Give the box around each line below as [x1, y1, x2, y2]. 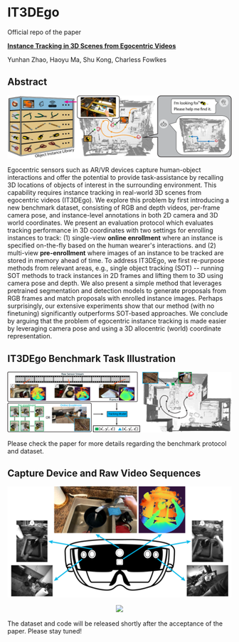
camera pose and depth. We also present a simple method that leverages [7, 279, 222, 288]
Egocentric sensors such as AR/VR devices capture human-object [7, 166, 201, 174]
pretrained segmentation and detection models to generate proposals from [7, 287, 226, 295]
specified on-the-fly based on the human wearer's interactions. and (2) [7, 241, 216, 250]
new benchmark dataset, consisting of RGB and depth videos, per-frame [7, 203, 221, 212]
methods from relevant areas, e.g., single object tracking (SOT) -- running [7, 264, 224, 272]
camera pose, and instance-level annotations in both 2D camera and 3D [7, 211, 218, 220]
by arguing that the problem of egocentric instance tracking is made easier [7, 317, 227, 326]
